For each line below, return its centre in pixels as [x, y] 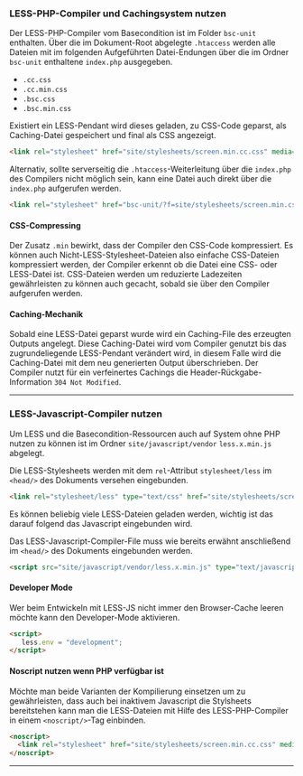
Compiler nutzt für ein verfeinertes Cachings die [99, 372]
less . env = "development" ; [72, 642]
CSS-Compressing [45, 225]
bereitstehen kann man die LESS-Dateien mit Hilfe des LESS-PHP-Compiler [149, 710]
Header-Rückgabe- [226, 372]
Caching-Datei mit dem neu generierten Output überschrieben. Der [134, 363]
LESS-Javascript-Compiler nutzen [86, 414]
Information [31, 382]
